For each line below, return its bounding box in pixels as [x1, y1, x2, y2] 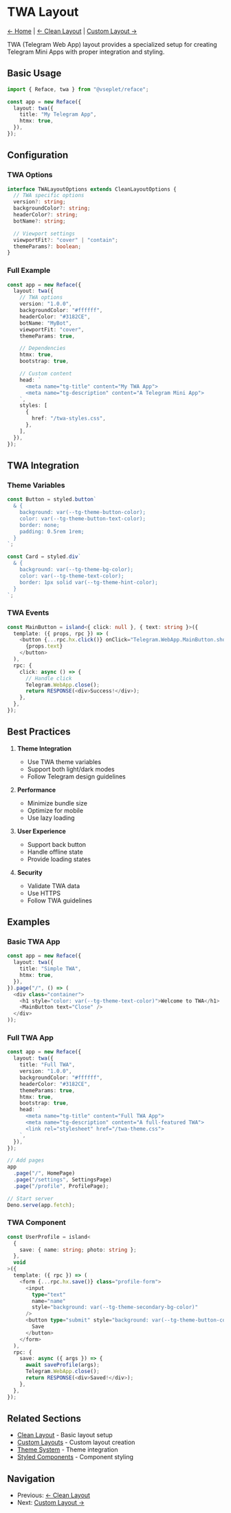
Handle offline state [27, 847, 84, 856]
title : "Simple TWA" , [19, 965, 81, 972]
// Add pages [7, 1157, 45, 1164]
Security [16, 868, 43, 876]
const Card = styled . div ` [7, 553, 81, 560]
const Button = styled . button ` [7, 496, 97, 503]
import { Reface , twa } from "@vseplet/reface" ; [7, 85, 149, 93]
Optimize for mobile [27, 806, 84, 814]
